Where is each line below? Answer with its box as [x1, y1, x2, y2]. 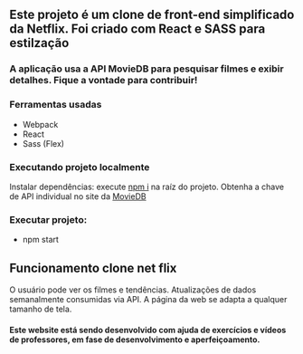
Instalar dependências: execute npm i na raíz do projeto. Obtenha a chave [9, 181, 285, 192]
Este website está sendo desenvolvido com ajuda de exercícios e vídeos [9, 324, 287, 335]
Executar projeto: [9, 213, 88, 225]
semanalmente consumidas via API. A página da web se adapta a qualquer [9, 294, 288, 305]
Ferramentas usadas [9, 99, 102, 111]
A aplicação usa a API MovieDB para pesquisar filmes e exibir [9, 62, 284, 75]
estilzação [9, 35, 70, 51]
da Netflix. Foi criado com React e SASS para [9, 22, 266, 37]
